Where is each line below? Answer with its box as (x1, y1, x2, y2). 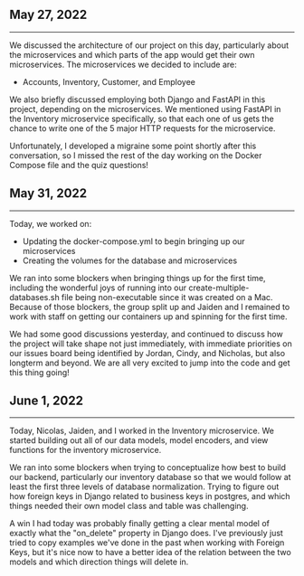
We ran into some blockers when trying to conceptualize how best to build (9, 462, 287, 473)
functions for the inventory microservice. (9, 445, 162, 456)
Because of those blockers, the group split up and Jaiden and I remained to (9, 301, 290, 312)
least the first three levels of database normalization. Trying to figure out (9, 481, 280, 492)
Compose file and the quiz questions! (9, 159, 149, 170)
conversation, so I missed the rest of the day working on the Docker (9, 149, 262, 161)
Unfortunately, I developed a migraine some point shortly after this (9, 140, 257, 151)
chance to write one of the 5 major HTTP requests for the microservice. (9, 122, 276, 134)
